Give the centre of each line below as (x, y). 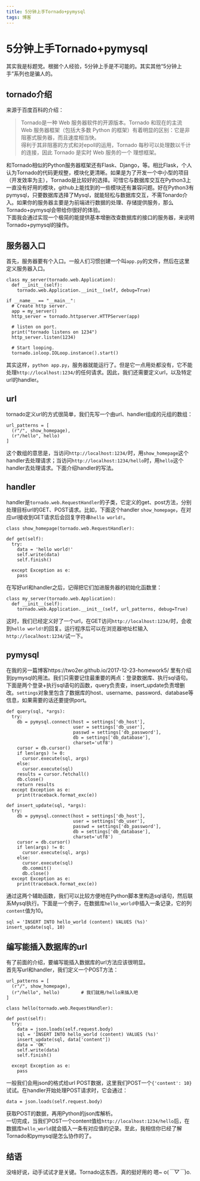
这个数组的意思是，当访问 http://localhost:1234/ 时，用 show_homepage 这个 (98, 453)
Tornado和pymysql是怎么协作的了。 (50, 1136)
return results (36, 784)
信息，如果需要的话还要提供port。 (48, 700)
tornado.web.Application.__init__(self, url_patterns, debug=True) (102, 609)
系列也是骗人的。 (35, 74)
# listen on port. (35, 327)
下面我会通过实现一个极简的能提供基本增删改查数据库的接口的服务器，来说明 (100, 217)
